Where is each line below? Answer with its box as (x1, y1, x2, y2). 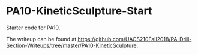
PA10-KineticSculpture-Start (6, 4, 152, 18)
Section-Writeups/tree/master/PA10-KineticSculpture (6, 42, 137, 49)
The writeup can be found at (6, 35, 77, 42)
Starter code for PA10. (6, 24, 61, 31)
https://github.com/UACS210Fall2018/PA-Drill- (77, 35, 192, 42)
